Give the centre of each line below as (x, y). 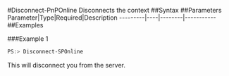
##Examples (25, 25)
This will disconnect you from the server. (66, 65)
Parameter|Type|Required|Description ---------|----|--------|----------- (112, 18)
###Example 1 (28, 39)
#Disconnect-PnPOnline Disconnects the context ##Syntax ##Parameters (114, 10)
